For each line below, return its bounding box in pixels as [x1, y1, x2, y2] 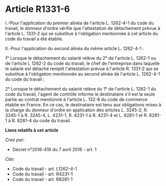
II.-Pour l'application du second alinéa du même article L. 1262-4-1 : [5, 45, 144, 51]
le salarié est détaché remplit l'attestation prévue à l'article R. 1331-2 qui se [5, 66, 159, 72]
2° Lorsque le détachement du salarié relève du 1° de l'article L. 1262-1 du [5, 86, 157, 92]
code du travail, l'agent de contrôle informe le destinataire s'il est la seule [5, 91, 155, 97]
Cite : [5, 156, 15, 162]
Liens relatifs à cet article [5, 127, 59, 133]
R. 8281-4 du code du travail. [11, 117, 72, 123]
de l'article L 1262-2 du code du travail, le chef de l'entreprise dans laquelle [5, 60, 160, 66]
